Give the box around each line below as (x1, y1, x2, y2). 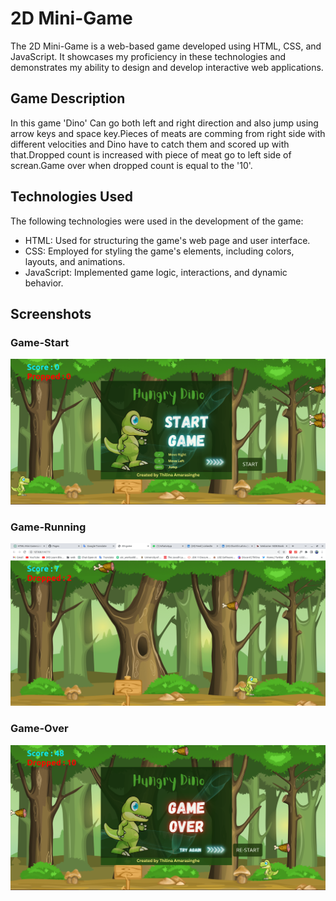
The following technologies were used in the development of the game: (10, 215, 304, 227)
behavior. (24, 277, 64, 289)
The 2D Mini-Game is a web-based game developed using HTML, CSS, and (10, 40, 322, 52)
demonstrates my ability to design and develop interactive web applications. (10, 61, 324, 73)
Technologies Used (10, 188, 133, 206)
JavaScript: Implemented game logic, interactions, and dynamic (24, 266, 288, 278)
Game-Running (10, 520, 87, 534)
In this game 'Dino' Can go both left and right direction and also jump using (10, 117, 319, 129)
